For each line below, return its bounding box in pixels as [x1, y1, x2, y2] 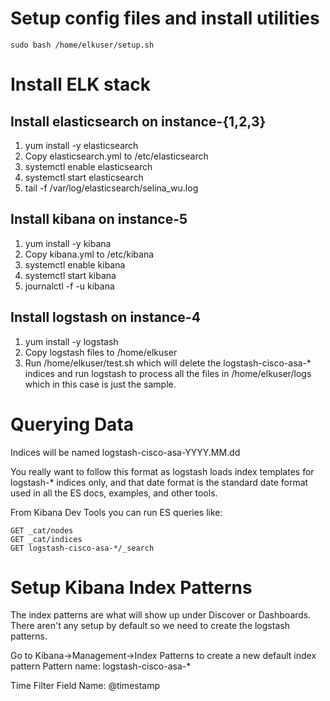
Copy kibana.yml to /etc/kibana [24, 248, 155, 260]
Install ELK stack [10, 73, 152, 96]
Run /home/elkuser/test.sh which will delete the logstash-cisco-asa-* [24, 357, 312, 369]
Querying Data [10, 413, 135, 436]
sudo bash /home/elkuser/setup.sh [10, 40, 155, 50]
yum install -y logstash [24, 335, 119, 347]
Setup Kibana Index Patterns [10, 576, 253, 599]
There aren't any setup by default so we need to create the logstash [10, 620, 290, 632]
